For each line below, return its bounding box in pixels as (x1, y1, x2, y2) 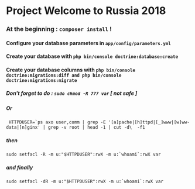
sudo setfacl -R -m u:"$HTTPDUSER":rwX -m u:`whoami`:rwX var (6, 152, 161, 157)
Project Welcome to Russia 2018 (6, 4, 166, 18)
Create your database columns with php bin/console (6, 66, 136, 73)
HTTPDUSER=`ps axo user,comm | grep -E (8, 119, 107, 125)
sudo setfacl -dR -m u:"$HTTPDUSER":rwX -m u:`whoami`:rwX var (6, 178, 164, 185)
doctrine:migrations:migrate (6, 77, 77, 83)
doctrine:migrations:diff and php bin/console (6, 72, 122, 78)
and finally (6, 164, 33, 171)
